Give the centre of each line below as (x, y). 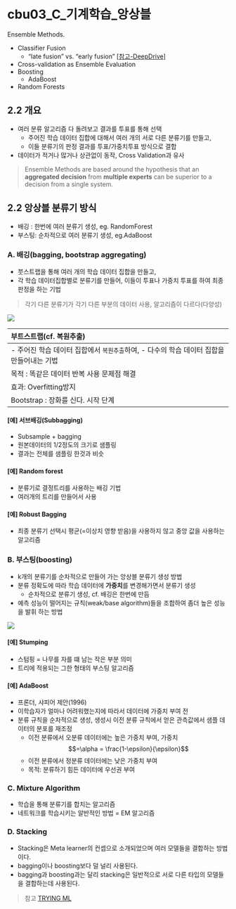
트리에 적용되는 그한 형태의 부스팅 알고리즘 (76, 668)
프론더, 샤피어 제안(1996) (52, 702)
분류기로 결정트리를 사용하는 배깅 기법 (69, 488)
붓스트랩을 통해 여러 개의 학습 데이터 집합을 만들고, (87, 271)
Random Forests (41, 86)
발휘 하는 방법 (44, 612)
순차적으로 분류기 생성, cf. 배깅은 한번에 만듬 (88, 594)
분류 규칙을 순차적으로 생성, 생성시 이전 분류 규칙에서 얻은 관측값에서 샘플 (118, 720)
